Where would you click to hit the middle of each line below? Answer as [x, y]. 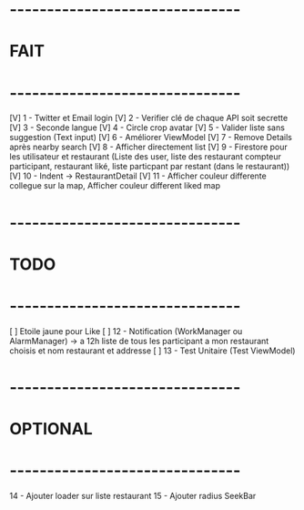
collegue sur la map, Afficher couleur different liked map [115, 186]
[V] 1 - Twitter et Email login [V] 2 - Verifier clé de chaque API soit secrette [149, 118]
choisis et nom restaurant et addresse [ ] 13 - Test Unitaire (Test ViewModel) [152, 351]
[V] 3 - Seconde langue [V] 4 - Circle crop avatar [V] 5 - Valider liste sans [147, 127]
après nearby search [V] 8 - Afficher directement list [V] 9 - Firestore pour [149, 147]
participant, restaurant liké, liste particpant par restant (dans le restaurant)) [150, 167]
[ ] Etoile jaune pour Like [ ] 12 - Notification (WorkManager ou [126, 331]
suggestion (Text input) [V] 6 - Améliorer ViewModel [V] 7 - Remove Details [151, 138]
